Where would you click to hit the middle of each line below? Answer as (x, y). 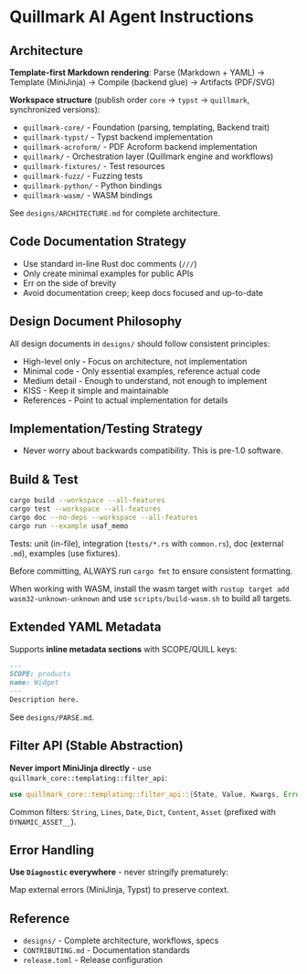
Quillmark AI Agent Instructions (132, 17)
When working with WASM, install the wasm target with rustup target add (149, 588)
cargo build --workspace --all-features (88, 501)
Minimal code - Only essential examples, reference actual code (142, 371)
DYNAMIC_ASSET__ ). (43, 821)
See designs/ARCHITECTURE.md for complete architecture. (115, 213)
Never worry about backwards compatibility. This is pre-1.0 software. (153, 450)
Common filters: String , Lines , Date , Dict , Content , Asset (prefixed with (143, 811)
